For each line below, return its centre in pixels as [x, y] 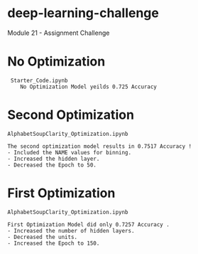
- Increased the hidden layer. [54, 159]
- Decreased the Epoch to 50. [52, 165]
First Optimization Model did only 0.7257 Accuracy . [89, 224]
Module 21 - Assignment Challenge [59, 33]
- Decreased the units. [43, 237]
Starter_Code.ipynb [39, 80]
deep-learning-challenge [83, 13]
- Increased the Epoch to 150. [54, 243]
